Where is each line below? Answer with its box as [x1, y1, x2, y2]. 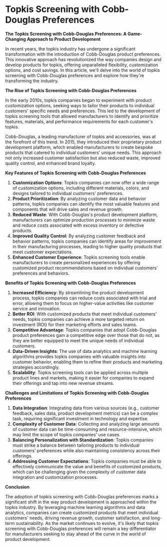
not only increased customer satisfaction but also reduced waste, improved [5, 154, 161, 161]
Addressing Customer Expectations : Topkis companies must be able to [12, 458, 161, 464]
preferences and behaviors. [12, 270, 70, 276]
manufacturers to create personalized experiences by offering [12, 259, 141, 265]
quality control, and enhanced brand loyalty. [5, 160, 96, 166]
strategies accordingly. [12, 364, 60, 370]
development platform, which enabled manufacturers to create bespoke [5, 144, 153, 150]
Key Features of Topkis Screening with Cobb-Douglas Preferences [5, 169, 146, 176]
